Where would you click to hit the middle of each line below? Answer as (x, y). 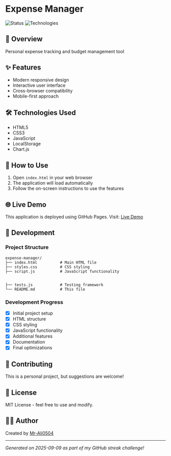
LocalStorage (27, 144)
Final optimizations (32, 348)
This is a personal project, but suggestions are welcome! (65, 376)
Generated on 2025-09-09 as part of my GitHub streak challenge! (75, 448)
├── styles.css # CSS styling (48, 267)
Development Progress (34, 302)
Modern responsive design (41, 80)
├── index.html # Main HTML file (51, 262)
